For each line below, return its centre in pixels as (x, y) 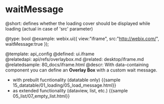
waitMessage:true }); (27, 44)
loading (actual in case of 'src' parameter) (49, 28)
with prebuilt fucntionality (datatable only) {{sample (67, 80)
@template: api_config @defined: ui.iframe (50, 54)
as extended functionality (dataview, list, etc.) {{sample (70, 90)
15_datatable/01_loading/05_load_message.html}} (64, 85)
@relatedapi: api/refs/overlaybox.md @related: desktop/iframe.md (75, 59)
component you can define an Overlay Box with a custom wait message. (81, 70)
